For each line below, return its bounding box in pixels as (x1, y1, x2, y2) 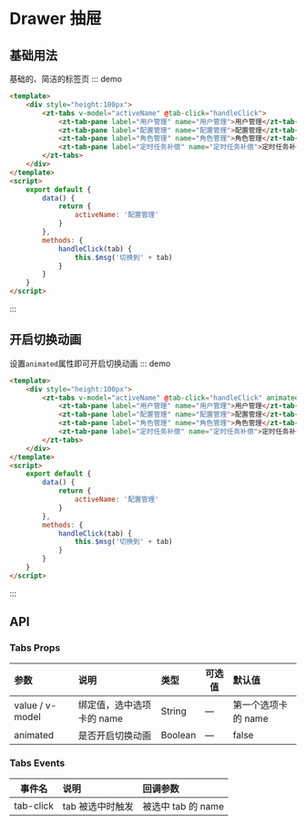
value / (14, 699, 44, 712)
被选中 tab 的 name (142, 799, 225, 812)
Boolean (160, 728, 197, 741)
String (160, 705, 187, 717)
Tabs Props (9, 642, 61, 654)
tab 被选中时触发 (62, 799, 134, 812)
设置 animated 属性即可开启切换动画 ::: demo (9, 358, 171, 369)
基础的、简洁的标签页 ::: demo (9, 74, 123, 84)
